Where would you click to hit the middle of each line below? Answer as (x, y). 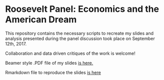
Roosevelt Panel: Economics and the (82, 9)
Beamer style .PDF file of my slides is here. (49, 63)
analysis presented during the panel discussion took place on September (80, 39)
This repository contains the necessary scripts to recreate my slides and (79, 33)
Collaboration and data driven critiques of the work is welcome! (70, 53)
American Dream (41, 20)
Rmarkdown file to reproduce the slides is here (53, 72)
